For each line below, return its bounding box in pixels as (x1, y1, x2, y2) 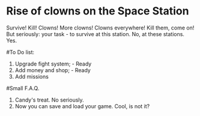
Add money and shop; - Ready (14, 66, 91, 73)
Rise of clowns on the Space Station (6, 4, 189, 18)
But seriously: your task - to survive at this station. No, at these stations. (6, 30, 185, 37)
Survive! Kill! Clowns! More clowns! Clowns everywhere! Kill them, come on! (6, 24, 195, 31)
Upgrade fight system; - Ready (14, 60, 92, 67)
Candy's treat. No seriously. (14, 96, 84, 103)
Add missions (14, 73, 49, 80)
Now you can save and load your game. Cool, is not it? (14, 102, 150, 109)
